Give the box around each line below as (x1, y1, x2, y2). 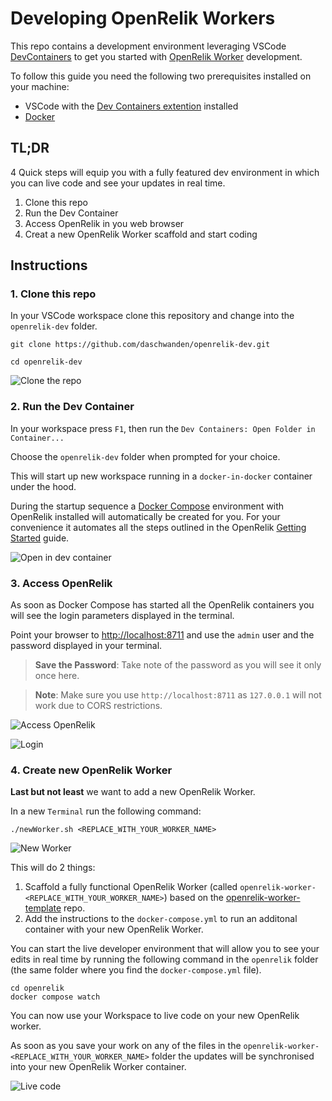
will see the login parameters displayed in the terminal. (10, 610, 235, 622)
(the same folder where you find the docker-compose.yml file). (10, 964, 262, 976)
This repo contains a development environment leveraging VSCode (10, 40, 287, 52)
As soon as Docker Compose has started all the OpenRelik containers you (10, 599, 315, 611)
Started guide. (10, 532, 70, 544)
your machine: (10, 80, 70, 92)
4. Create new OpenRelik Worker (10, 763, 173, 777)
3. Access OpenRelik (10, 576, 113, 590)
